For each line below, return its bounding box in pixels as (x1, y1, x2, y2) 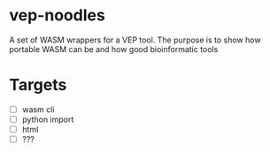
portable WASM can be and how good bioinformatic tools (9, 43, 219, 54)
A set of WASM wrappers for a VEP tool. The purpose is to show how (9, 34, 261, 45)
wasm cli (21, 103, 55, 115)
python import (21, 114, 74, 125)
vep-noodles (9, 5, 106, 26)
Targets (9, 75, 67, 95)
